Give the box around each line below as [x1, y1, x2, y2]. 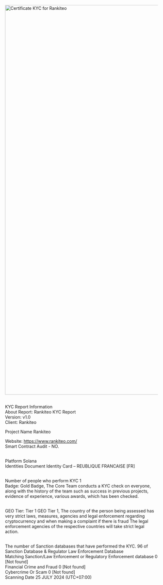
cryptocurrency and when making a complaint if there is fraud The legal [5, 518, 149, 524]
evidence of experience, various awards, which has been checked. [5, 493, 139, 499]
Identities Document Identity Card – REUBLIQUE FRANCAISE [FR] [5, 463, 135, 469]
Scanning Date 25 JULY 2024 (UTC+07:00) [5, 574, 92, 580]
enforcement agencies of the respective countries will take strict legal [5, 524, 145, 529]
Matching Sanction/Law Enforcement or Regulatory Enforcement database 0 [5, 554, 158, 559]
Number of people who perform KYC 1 [5, 478, 81, 484]
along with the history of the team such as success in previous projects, [5, 488, 149, 494]
